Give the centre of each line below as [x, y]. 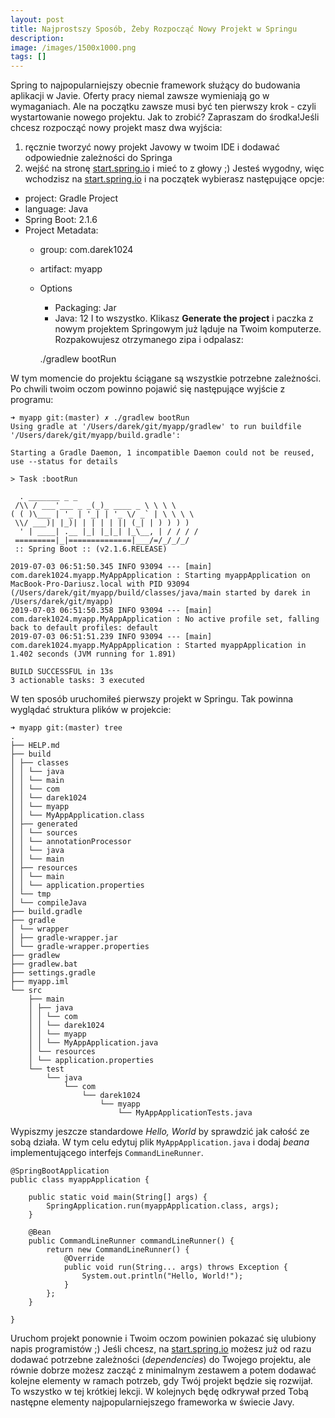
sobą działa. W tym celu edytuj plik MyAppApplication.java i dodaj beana [160, 1142]
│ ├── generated [44, 824]
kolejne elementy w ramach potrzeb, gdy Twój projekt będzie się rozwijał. [161, 1381]
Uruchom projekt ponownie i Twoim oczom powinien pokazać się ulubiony [163, 1338]
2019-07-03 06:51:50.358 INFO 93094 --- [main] [111, 611]
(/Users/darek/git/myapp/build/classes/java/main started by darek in [160, 593]
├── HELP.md [35, 746]
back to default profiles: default [84, 628]
